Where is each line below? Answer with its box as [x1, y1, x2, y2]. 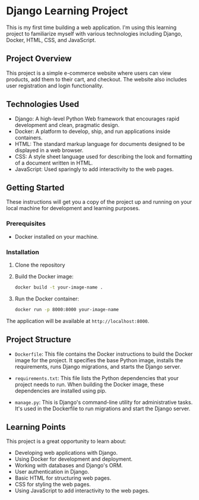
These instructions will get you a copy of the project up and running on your [6, 198, 192, 205]
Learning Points [6, 422, 66, 432]
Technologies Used [6, 99, 79, 109]
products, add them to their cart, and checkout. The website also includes [6, 75, 187, 83]
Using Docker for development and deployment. [14, 455, 132, 463]
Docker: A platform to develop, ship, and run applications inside [14, 128, 170, 135]
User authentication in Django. [14, 468, 90, 476]
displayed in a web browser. [14, 147, 84, 154]
